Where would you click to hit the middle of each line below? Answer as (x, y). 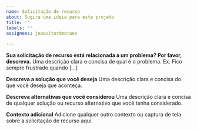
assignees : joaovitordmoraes (42, 34)
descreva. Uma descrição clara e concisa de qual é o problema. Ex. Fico (94, 62)
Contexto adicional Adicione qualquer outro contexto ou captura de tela (94, 115)
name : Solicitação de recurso (43, 11)
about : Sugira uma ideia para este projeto (60, 17)
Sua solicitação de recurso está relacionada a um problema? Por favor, (94, 55)
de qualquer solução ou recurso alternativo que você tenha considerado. (94, 103)
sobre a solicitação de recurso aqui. (49, 121)
